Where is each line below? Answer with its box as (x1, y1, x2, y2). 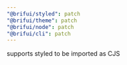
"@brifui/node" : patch (6, 23, 74, 30)
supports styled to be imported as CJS (6, 49, 121, 58)
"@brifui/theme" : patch (6, 17, 78, 24)
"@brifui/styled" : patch (6, 10, 81, 18)
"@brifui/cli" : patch (6, 30, 71, 37)
